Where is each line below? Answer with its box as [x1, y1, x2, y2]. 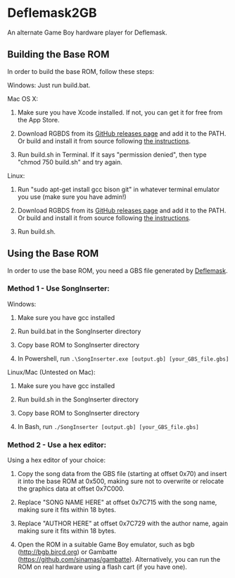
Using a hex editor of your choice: [7, 456, 106, 465]
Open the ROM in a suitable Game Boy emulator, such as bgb [17, 540, 195, 549]
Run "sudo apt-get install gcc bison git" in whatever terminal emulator [17, 185, 220, 193]
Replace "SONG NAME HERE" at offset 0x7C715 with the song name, [17, 498, 217, 507]
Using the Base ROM [7, 248, 99, 259]
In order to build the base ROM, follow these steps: [7, 67, 155, 75]
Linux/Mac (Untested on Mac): [7, 368, 96, 376]
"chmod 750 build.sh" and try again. [17, 158, 123, 166]
